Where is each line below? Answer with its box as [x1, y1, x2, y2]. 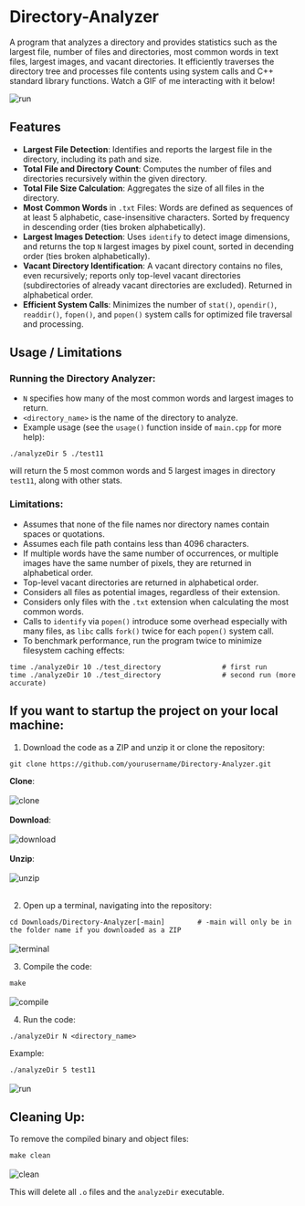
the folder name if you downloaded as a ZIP [9, 925, 182, 935]
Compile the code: [22, 960, 93, 971]
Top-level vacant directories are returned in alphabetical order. [22, 577, 258, 588]
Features [9, 120, 61, 135]
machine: [9, 718, 65, 733]
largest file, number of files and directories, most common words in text [9, 46, 279, 57]
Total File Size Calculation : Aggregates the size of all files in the [22, 183, 265, 194]
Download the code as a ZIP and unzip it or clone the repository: [22, 741, 266, 752]
